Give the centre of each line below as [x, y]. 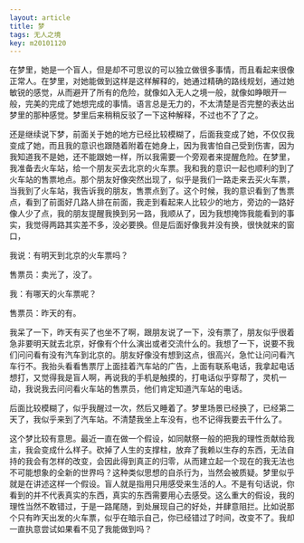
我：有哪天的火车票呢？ [53, 294]
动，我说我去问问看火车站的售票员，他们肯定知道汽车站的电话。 [128, 389]
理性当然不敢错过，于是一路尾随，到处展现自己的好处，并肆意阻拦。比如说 [148, 507]
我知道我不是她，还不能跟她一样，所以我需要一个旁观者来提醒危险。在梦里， [152, 157]
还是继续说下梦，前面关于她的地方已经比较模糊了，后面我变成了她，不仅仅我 [152, 134]
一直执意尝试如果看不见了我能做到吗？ [81, 529]
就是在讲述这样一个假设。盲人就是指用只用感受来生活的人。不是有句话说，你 [152, 484]
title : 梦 [27, 26]
